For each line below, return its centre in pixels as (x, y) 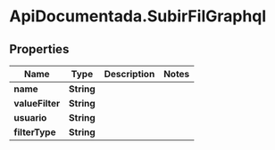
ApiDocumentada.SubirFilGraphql (138, 16)
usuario (30, 118)
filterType (35, 132)
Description (129, 74)
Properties (39, 49)
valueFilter (37, 103)
